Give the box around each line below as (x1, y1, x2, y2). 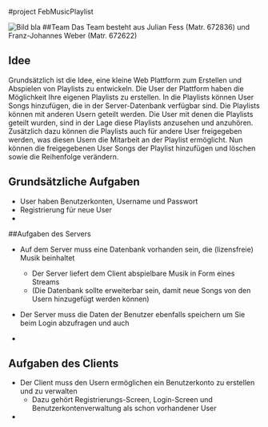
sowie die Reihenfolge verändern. (8, 151, 119, 161)
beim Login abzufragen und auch (19, 318, 130, 328)
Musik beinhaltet (19, 252, 75, 263)
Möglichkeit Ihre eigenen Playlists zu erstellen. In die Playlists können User (8, 92, 254, 102)
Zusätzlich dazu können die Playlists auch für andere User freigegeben (8, 126, 242, 135)
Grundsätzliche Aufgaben (8, 175, 140, 189)
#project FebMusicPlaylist (8, 7, 94, 16)
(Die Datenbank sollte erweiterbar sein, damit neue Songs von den (31, 285, 251, 295)
